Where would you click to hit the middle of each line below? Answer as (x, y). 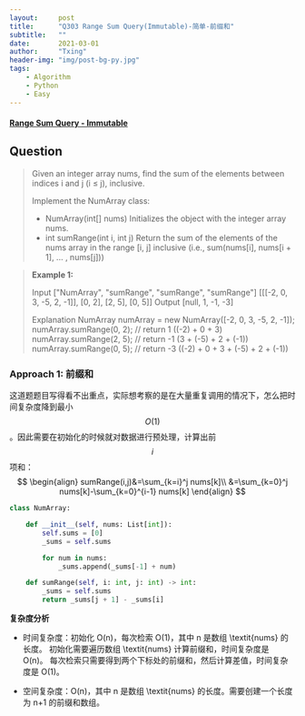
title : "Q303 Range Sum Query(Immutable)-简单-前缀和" (122, 26)
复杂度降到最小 (45, 407)
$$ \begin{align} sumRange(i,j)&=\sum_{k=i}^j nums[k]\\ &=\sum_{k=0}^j (152, 482)
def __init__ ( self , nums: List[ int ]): (99, 525)
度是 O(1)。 (44, 672)
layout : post (42, 18)
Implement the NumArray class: (91, 200)
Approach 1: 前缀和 (51, 374)
